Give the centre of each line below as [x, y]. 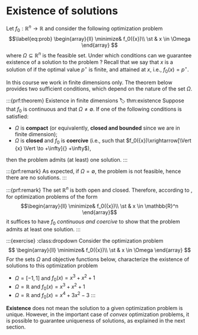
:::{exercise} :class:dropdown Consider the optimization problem [85, 240]
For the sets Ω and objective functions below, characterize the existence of [98, 259]
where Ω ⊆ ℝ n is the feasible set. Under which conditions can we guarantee [99, 55]
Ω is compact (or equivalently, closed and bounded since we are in [97, 128]
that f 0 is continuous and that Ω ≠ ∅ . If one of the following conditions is [94, 109]
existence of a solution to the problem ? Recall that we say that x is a [90, 62]
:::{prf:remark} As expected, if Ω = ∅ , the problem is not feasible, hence [94, 171]
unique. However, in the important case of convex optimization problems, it [98, 314]
